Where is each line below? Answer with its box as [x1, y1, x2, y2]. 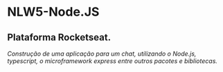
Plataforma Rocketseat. [7, 32, 111, 43]
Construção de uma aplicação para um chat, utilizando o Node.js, [7, 49, 197, 58]
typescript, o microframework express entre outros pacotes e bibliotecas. [7, 57, 218, 65]
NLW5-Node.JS [7, 4, 100, 20]
